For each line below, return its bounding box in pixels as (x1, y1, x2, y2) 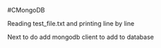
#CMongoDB (7, 6, 45, 14)
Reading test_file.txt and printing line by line (7, 19, 135, 27)
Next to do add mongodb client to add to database (7, 33, 154, 41)
